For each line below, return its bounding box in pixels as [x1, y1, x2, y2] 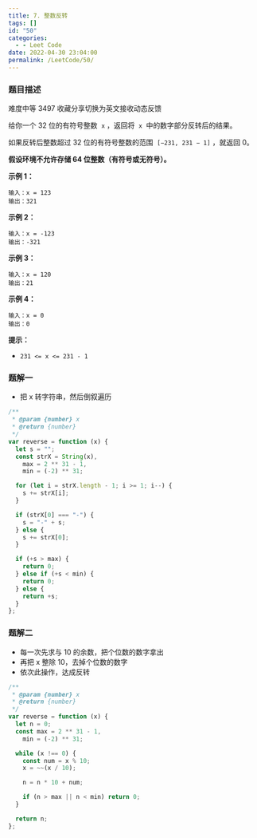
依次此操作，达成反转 [19, 667, 90, 677]
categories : [8, 34, 48, 42]
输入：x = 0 [8, 312, 45, 320]
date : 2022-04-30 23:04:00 [8, 49, 98, 57]
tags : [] [8, 19, 37, 27]
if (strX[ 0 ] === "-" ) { [15, 511, 94, 519]
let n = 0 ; [15, 720, 52, 729]
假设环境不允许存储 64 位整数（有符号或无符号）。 [8, 155, 171, 164]
